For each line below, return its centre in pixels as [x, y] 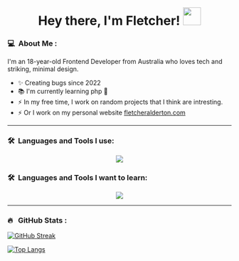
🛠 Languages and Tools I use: [61, 141]
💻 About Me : [32, 43]
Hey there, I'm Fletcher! [109, 21]
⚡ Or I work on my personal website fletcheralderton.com [102, 113]
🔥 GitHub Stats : [37, 220]
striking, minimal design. [43, 69]
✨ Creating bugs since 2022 [59, 83]
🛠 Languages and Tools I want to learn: [78, 177]
